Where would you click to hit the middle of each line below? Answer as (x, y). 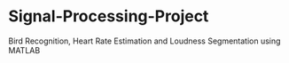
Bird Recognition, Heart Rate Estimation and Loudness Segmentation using (144, 41)
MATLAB (24, 50)
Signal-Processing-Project (109, 16)
